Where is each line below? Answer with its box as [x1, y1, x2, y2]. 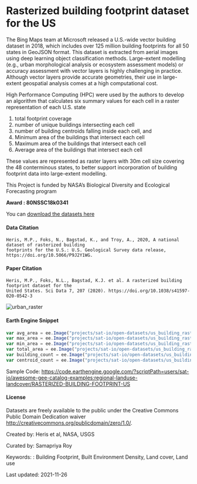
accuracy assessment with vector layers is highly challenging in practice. [6, 67, 183, 74]
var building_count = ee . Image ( [6, 352, 85, 358]
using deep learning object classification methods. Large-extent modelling [6, 55, 186, 62]
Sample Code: [6, 368, 40, 375]
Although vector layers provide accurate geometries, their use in [6, 73, 162, 80]
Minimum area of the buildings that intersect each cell [14, 133, 145, 140]
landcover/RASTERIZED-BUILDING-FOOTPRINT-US [6, 380, 131, 387]
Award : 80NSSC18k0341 [6, 199, 69, 206]
